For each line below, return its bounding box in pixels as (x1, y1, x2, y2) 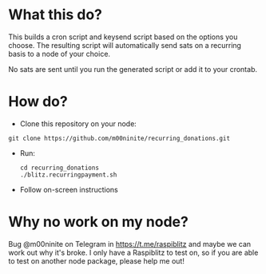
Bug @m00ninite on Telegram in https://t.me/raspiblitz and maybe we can (8, 239, 252, 248)
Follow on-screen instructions (19, 185, 118, 194)
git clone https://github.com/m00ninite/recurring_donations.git (8, 134, 230, 142)
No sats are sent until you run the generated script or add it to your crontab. (8, 64, 258, 73)
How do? (8, 93, 68, 111)
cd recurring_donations (19, 164, 100, 172)
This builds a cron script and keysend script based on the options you (8, 32, 238, 42)
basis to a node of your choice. (8, 49, 110, 58)
